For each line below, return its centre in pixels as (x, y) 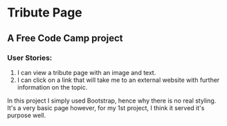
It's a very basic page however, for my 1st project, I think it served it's (106, 107)
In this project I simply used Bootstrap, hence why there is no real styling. (112, 101)
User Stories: (30, 58)
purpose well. (27, 115)
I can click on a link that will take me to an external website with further (118, 80)
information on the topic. (52, 87)
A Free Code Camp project (65, 38)
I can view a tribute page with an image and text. (87, 72)
